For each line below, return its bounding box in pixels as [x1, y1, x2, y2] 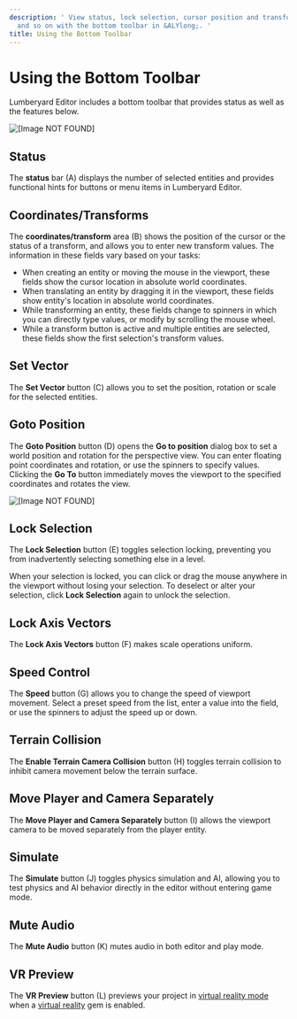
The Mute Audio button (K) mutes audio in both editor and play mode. [9, 941, 264, 952]
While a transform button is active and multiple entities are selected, [21, 323, 270, 334]
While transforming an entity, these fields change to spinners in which [21, 305, 277, 315]
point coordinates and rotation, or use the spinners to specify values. [9, 459, 261, 470]
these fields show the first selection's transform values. [21, 333, 225, 344]
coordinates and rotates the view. [9, 478, 131, 489]
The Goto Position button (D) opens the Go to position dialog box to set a [9, 440, 278, 452]
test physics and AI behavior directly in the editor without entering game [9, 883, 272, 893]
